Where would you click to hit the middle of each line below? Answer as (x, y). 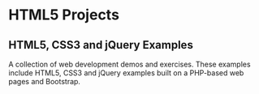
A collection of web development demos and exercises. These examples (129, 64)
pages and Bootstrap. (45, 81)
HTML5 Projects (64, 15)
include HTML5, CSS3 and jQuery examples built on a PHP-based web (126, 73)
